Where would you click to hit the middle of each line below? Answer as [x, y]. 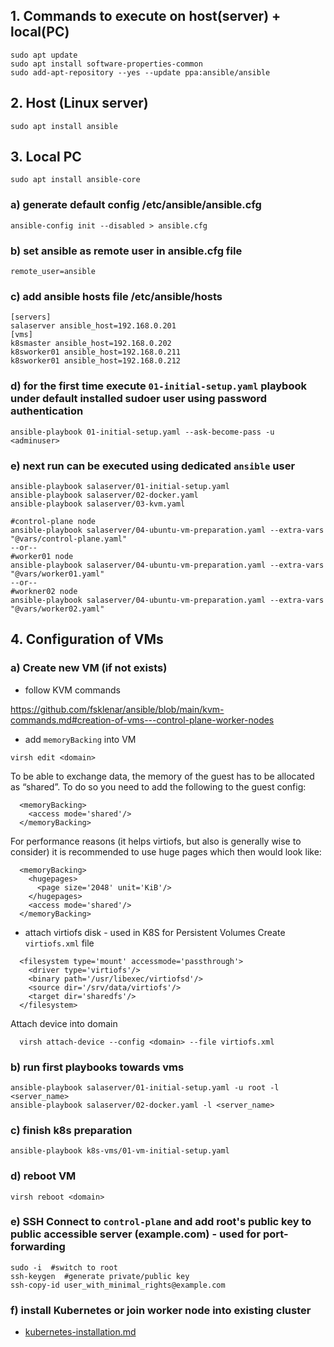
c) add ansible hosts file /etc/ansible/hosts [116, 296]
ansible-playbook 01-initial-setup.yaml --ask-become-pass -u [142, 432]
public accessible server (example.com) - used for [136, 1234]
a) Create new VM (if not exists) [89, 668]
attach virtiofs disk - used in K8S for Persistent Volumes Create [155, 932]
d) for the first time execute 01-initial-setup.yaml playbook [158, 386]
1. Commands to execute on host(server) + [146, 16]
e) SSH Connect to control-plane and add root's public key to [161, 1222]
